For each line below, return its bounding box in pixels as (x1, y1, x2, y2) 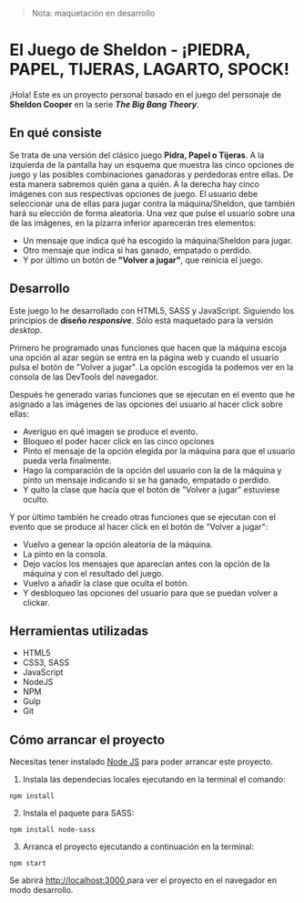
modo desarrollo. (9, 885, 74, 896)
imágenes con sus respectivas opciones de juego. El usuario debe (9, 188, 258, 199)
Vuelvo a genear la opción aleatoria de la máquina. (22, 538, 213, 550)
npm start (9, 859, 47, 868)
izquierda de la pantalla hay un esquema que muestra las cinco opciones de (9, 159, 294, 170)
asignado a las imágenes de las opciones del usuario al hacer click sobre (9, 399, 284, 410)
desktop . (9, 324, 43, 336)
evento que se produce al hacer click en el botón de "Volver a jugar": (9, 521, 269, 532)
